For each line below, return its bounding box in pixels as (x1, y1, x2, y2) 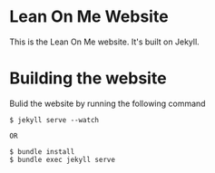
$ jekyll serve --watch (9, 115, 100, 124)
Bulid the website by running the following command (9, 98, 206, 109)
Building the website (9, 68, 167, 89)
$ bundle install (9, 147, 75, 156)
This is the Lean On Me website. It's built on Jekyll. (9, 36, 200, 47)
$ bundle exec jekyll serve (9, 155, 116, 164)
